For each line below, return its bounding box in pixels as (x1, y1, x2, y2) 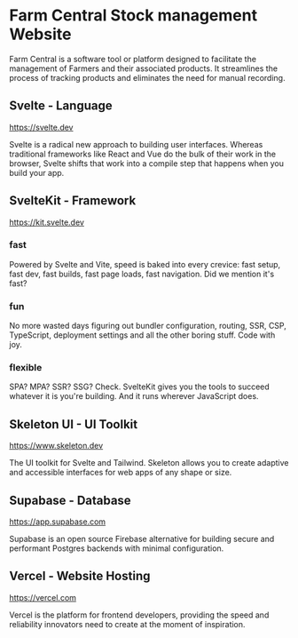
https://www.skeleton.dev (9, 441, 104, 451)
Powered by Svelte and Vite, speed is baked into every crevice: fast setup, (9, 259, 281, 269)
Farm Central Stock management (9, 5, 258, 26)
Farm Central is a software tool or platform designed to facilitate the (9, 53, 257, 64)
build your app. (9, 167, 65, 178)
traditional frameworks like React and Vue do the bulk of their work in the (9, 148, 277, 159)
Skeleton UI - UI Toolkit (9, 417, 138, 432)
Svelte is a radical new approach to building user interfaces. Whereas (9, 139, 263, 149)
